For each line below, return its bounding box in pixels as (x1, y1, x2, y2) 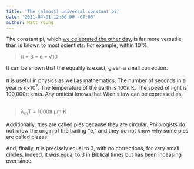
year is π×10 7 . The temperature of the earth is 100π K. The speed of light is (6, 83, 187, 92)
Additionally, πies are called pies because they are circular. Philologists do (6, 121, 185, 128)
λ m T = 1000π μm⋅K (20, 108, 67, 116)
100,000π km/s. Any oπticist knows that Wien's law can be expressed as (6, 90, 182, 97)
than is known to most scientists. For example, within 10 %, (6, 42, 149, 49)
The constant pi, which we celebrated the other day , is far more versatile (6, 36, 182, 43)
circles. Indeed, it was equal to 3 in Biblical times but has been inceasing (6, 151, 182, 158)
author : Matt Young (6, 19, 54, 25)
